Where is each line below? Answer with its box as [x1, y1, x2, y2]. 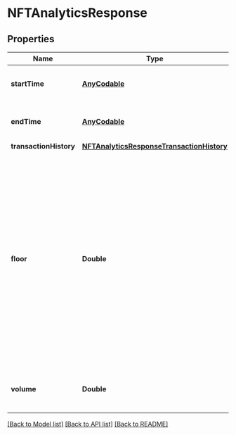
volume [11, 384, 37, 393]
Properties [7, 33, 55, 45]
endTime [11, 117, 41, 126]
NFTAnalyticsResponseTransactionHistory [81, 141, 228, 151]
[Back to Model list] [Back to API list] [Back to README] [7, 420, 169, 428]
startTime [11, 79, 44, 89]
